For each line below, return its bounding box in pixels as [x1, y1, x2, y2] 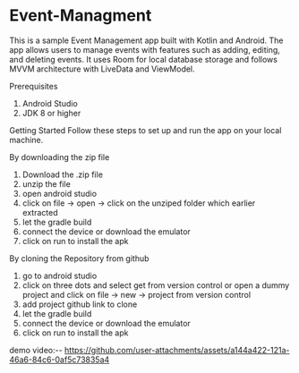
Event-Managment [9, 5, 152, 26]
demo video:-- [9, 344, 63, 355]
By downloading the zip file [9, 151, 110, 162]
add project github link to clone [21, 299, 138, 309]
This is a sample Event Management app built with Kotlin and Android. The [9, 35, 284, 46]
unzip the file [21, 178, 72, 189]
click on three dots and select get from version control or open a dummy [21, 279, 290, 291]
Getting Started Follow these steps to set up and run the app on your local [9, 124, 282, 135]
